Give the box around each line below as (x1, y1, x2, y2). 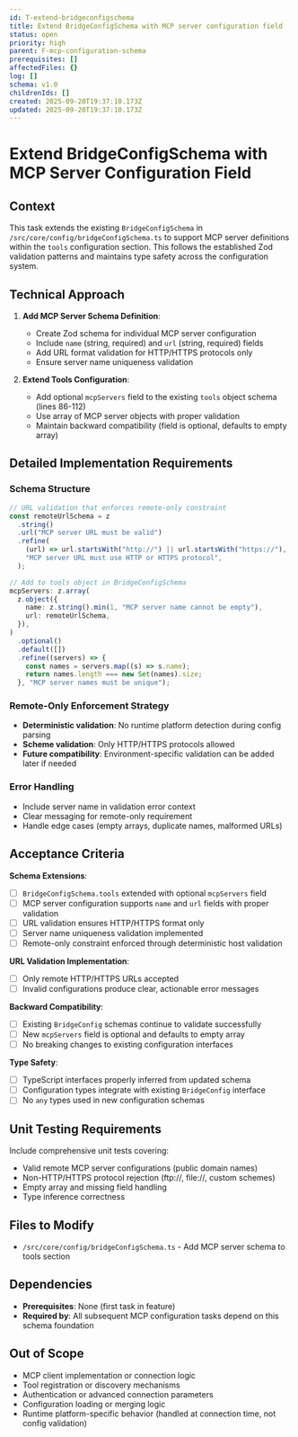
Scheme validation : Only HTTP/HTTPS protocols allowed (22, 739, 235, 750)
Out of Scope (9, 1346, 84, 1361)
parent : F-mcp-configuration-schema (9, 47, 146, 56)
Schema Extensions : (9, 870, 88, 881)
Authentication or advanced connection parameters (22, 1388, 214, 1399)
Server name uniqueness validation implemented (22, 927, 204, 938)
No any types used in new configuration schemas (22, 1094, 205, 1106)
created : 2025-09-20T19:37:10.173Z (9, 96, 143, 106)
